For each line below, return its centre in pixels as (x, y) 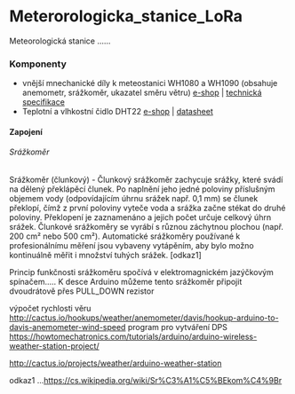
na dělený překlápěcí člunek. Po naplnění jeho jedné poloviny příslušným (142, 189)
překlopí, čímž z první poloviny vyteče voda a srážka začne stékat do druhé (147, 208)
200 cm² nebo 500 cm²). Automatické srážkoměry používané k (125, 236)
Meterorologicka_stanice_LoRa (126, 16)
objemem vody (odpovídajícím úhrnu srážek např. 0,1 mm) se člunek (134, 199)
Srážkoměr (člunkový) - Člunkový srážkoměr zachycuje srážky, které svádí (146, 180)
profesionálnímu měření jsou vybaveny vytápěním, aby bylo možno (132, 246)
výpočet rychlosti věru (50, 309)
